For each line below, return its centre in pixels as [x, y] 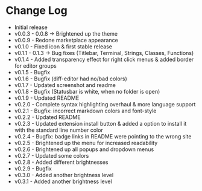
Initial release [31, 27]
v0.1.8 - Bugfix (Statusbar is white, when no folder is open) [87, 91]
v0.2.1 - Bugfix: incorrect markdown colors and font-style [85, 111]
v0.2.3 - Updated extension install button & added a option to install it [100, 123]
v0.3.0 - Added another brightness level [64, 175]
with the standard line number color [58, 130]
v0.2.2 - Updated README [47, 117]
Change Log [36, 11]
